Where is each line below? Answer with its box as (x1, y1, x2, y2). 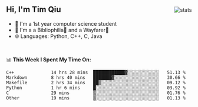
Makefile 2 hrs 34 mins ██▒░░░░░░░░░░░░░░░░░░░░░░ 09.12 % (6, 80, 186, 85)
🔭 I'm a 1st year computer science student (14, 20, 117, 27)
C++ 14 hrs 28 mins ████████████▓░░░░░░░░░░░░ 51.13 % (6, 70, 186, 75)
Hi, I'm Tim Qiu (6, 5, 61, 15)
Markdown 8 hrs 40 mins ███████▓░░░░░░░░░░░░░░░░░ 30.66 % (6, 74, 186, 81)
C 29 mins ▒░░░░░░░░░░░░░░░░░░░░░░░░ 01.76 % (6, 90, 186, 96)
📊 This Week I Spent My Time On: (6, 56, 91, 63)
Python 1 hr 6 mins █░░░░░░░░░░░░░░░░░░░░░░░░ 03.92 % (6, 85, 186, 91)
